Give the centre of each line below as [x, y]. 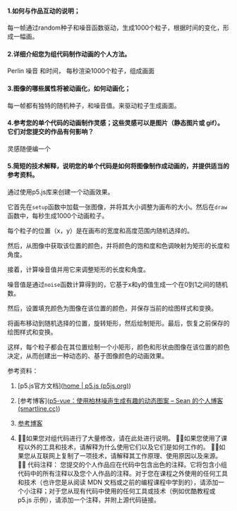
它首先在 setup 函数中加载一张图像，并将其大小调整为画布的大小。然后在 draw [117, 207]
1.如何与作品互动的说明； [44, 11]
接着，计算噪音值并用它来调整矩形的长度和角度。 [78, 270]
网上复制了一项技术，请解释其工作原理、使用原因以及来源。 [135, 456]
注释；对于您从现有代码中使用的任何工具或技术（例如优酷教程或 [123, 491]
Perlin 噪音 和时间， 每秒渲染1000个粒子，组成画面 [81, 71]
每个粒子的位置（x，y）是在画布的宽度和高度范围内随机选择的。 [101, 231]
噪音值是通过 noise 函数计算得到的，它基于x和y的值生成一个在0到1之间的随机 [117, 285]
